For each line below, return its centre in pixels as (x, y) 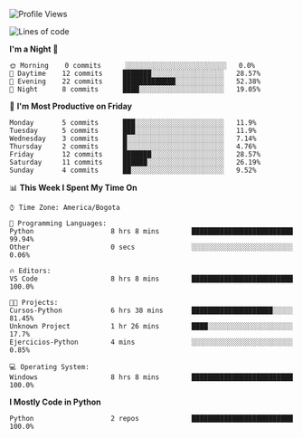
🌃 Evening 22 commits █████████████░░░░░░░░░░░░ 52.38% (135, 81)
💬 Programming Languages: (58, 224)
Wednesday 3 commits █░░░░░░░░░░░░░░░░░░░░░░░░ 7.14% (133, 138)
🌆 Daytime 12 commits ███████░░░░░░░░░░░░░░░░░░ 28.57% (135, 73)
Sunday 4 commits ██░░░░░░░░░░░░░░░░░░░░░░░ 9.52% (133, 170)
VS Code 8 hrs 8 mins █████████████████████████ (151, 279)
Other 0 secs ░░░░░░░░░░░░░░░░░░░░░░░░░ (151, 247)
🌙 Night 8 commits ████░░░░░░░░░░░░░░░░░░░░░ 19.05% (135, 90)
